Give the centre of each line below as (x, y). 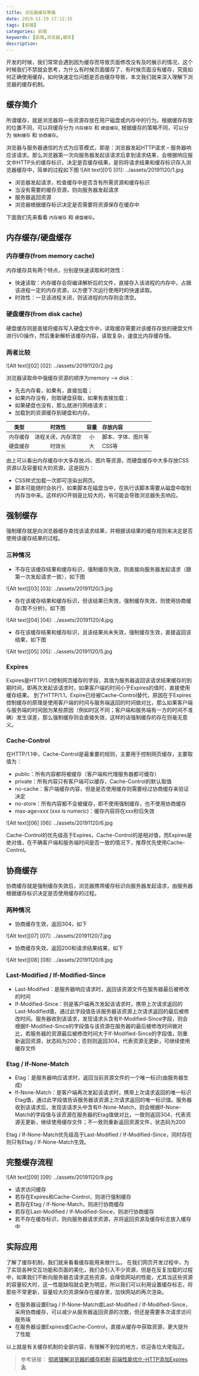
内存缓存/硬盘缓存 (39, 238)
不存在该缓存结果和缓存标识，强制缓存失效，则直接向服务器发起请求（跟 (103, 569)
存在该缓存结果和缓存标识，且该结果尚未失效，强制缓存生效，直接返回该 (103, 632)
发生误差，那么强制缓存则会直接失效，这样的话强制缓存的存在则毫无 (99, 717)
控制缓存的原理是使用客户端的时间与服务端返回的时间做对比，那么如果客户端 (99, 703)
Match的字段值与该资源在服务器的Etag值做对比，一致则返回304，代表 (100, 1114)
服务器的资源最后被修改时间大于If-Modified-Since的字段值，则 (107, 1033)
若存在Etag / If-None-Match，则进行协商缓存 (69, 1204)
